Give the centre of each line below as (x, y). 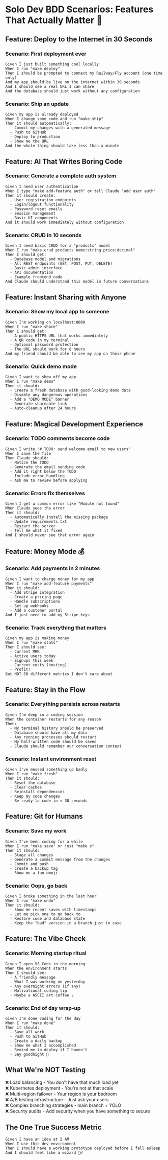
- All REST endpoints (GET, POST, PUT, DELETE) (61, 264)
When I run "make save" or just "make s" (50, 846)
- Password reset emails (36, 209)
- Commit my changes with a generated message (60, 128)
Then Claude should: (27, 458)
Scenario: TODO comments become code (58, 438)
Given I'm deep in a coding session (44, 715)
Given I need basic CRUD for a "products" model (58, 246)
